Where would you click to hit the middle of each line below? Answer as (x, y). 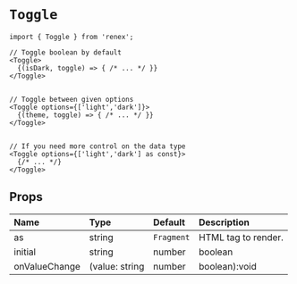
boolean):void (228, 266)
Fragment (172, 237)
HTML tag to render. (241, 237)
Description (224, 222)
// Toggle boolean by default (66, 52)
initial (25, 252)
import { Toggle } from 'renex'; (72, 37)
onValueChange (47, 266)
